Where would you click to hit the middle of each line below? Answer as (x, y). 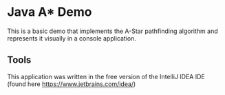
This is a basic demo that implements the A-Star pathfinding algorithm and (112, 31)
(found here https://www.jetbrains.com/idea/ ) (72, 84)
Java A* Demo (50, 12)
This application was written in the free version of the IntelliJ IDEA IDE (106, 76)
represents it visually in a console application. (72, 38)
